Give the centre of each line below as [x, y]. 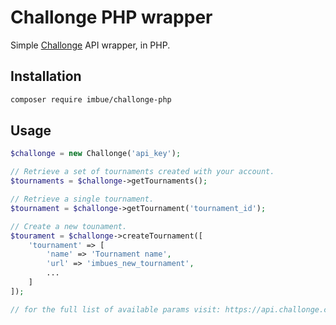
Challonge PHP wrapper [111, 17]
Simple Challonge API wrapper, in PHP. [90, 45]
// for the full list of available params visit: [116, 309]
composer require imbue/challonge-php [91, 99]
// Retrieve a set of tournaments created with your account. [142, 172]
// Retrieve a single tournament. [82, 199]
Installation [46, 76]
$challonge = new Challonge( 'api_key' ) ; [96, 154]
